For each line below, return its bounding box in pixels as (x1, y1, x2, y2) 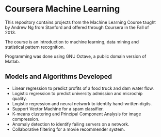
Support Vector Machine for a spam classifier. (12, 106, 104, 111)
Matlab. (5, 58, 20, 64)
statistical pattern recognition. (5, 44, 65, 50)
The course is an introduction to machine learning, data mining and (5, 39, 139, 44)
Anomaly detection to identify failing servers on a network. (12, 121, 129, 127)
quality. (12, 96, 27, 101)
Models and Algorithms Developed (5, 72, 113, 81)
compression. (12, 116, 40, 122)
